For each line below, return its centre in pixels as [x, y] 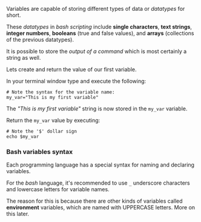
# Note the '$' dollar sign [42, 132]
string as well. [24, 58]
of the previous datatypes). [40, 40]
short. [14, 15]
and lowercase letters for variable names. [58, 189]
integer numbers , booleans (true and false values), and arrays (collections [100, 33]
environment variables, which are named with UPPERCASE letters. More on [101, 208]
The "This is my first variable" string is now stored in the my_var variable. [97, 109]
